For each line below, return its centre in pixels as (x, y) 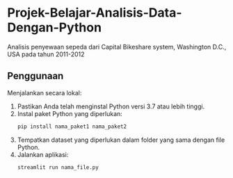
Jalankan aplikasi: (43, 154)
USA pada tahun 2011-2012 (46, 54)
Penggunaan (35, 76)
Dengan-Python (55, 27)
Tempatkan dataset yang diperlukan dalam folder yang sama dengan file (121, 140)
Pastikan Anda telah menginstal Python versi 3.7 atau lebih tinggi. (111, 106)
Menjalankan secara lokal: (45, 92)
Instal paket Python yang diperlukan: (70, 113)
